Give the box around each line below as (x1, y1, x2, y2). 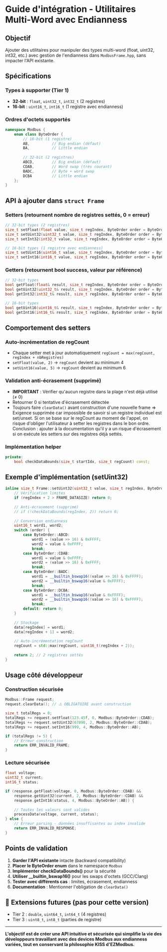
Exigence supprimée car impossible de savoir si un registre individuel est (12, 409, 162, 416)
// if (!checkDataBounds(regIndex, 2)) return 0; (14, 509, 119, 514)
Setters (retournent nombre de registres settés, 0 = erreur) (5, 211, 150, 218)
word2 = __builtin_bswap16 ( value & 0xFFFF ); (31, 578, 126, 583)
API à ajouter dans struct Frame (5, 196, 104, 205)
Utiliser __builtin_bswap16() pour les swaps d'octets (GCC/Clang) (12, 873, 149, 879)
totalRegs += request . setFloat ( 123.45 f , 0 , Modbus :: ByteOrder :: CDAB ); (5, 715, 155, 720)
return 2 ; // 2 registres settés (14, 653, 83, 658)
